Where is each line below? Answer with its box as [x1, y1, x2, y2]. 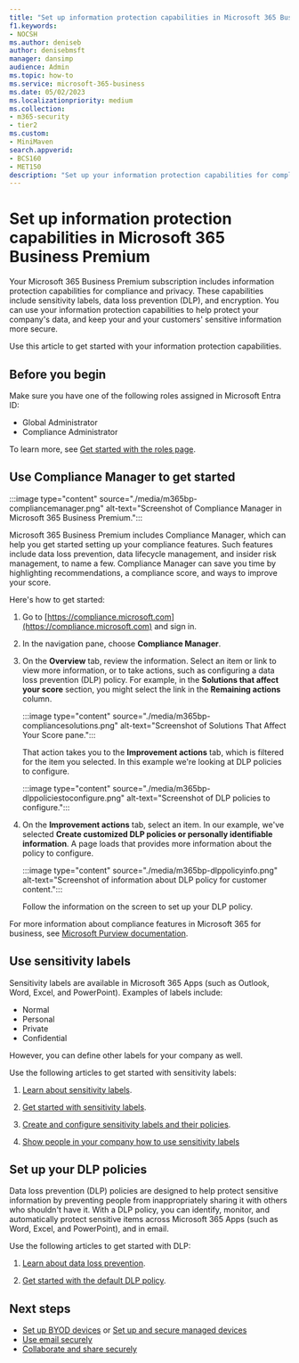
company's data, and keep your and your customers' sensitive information [9, 314, 282, 325]
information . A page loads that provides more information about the [21, 838, 272, 849]
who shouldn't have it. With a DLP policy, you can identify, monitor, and [9, 1204, 270, 1215]
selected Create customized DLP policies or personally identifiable [21, 828, 273, 839]
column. [21, 693, 53, 704]
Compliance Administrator [21, 427, 118, 437]
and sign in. [154, 620, 198, 631]
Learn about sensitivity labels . [21, 1084, 133, 1095]
